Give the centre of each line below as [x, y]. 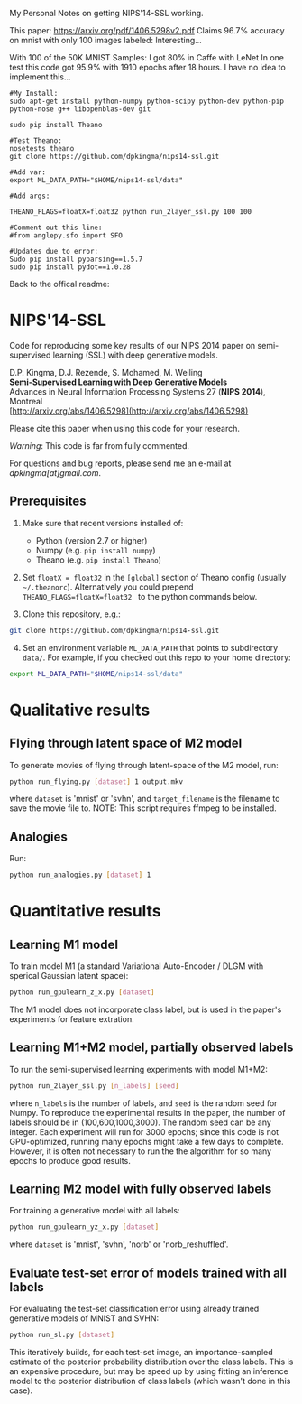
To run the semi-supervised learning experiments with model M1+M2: [139, 1069]
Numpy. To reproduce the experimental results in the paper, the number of [147, 1112]
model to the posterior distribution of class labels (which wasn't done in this [150, 1381]
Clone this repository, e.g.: [72, 614]
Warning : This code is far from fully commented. [100, 445]
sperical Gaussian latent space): [69, 976]
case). [21, 1390]
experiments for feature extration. [72, 1018]
